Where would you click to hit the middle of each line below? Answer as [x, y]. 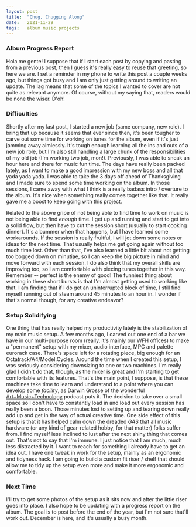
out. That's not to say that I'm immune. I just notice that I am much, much [94, 440]
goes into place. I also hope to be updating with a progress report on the [93, 506]
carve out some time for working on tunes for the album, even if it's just [92, 139]
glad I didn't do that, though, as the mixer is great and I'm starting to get [93, 372]
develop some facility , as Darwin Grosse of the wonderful [75, 390]
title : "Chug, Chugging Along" [45, 17]
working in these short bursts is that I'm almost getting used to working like [97, 281]
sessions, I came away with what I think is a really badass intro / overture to [97, 189]
